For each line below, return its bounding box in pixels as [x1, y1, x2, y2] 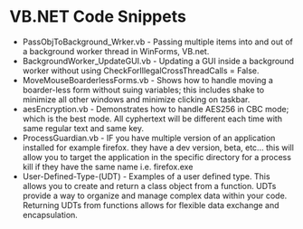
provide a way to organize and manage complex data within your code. [22, 190, 288, 201]
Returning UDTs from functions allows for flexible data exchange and [22, 199, 279, 210]
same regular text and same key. [22, 122, 145, 133]
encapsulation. [22, 209, 79, 220]
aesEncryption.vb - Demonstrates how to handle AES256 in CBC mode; [22, 103, 289, 114]
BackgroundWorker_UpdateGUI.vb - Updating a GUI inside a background [22, 55, 294, 66]
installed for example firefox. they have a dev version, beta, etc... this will [22, 142, 294, 153]
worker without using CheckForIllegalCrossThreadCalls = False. [22, 65, 260, 76]
